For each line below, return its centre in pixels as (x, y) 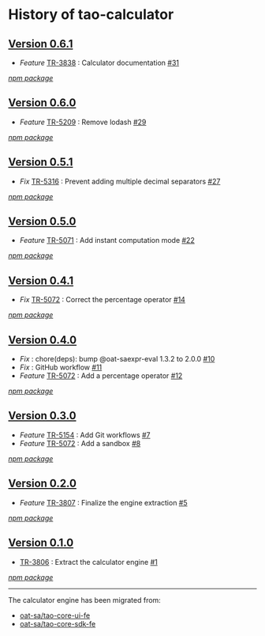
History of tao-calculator (91, 15)
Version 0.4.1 (41, 280)
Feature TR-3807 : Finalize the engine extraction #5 (103, 502)
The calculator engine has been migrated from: (85, 600)
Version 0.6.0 (42, 103)
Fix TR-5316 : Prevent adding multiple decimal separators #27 (120, 181)
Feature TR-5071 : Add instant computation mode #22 (107, 240)
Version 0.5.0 (42, 222)
